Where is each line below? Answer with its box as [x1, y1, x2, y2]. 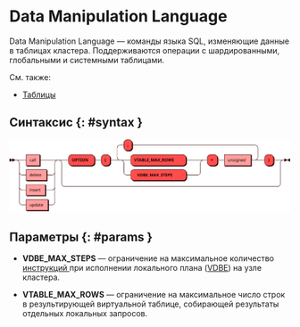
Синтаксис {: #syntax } [9, 115, 143, 130]
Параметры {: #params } [9, 229, 154, 244]
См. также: [9, 71, 52, 82]
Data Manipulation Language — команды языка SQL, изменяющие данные [9, 36, 290, 46]
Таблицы [21, 89, 56, 100]
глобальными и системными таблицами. [9, 54, 165, 65]
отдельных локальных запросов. [21, 308, 148, 319]
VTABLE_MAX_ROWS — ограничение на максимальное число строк [21, 290, 286, 300]
